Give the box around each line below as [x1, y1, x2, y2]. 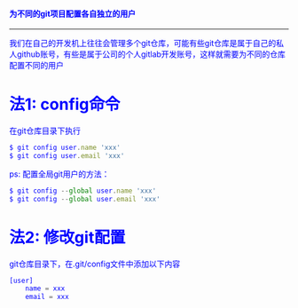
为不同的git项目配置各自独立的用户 [9, 8, 136, 19]
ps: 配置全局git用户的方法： [9, 169, 110, 179]
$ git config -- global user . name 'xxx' [9, 186, 157, 195]
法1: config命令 [9, 94, 121, 115]
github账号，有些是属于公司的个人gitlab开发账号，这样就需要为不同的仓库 [16, 49, 286, 59]
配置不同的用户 [9, 60, 64, 71]
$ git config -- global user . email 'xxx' [9, 194, 161, 203]
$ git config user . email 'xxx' [9, 152, 125, 161]
